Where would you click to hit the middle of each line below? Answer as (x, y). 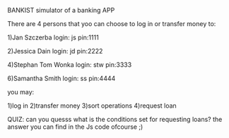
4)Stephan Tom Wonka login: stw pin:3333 (70, 65)
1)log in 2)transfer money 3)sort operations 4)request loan (92, 106)
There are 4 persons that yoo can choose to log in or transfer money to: (112, 24)
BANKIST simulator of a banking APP (61, 10)
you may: (21, 92)
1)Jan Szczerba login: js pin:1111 (53, 37)
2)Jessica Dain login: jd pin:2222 (55, 51)
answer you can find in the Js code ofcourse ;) (75, 127)
